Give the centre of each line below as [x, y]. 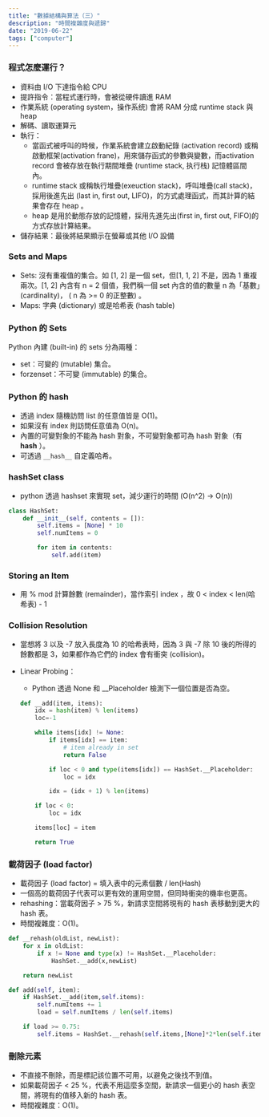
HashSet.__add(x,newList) [94, 961]
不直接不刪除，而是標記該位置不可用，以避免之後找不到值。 [118, 1075]
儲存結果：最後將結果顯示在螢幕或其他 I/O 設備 [97, 235]
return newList [48, 975]
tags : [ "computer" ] [41, 38]
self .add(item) [76, 555]
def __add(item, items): [61, 703]
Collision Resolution [48, 625]
